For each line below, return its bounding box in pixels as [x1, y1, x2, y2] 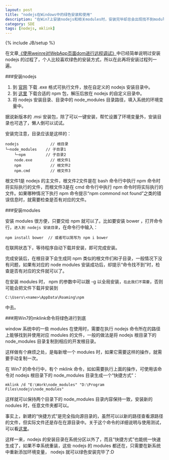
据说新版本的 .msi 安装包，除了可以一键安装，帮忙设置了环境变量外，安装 [5, 114, 157, 120]
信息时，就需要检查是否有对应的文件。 [9, 197, 89, 203]
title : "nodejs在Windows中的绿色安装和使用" [5, 12, 93, 17]
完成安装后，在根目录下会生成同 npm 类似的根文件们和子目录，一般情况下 [5, 255, 158, 261]
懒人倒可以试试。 [31, 120, 67, 126]
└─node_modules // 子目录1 [5, 147, 66, 152]
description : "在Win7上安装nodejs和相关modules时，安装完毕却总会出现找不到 [5, 17, 154, 22]
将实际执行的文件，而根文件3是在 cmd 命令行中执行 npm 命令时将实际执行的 [5, 184, 163, 190]
